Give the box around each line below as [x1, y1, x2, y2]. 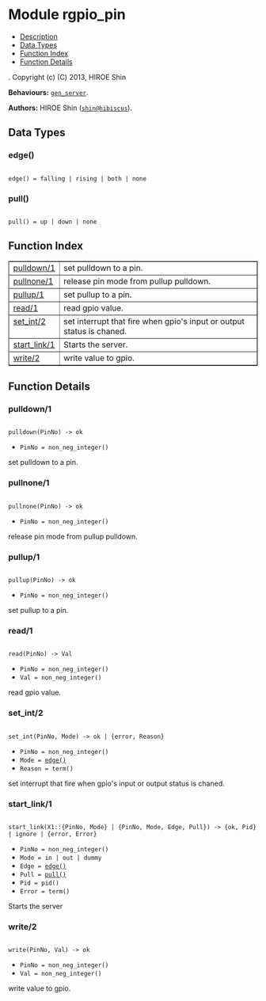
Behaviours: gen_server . [8, 87, 89, 97]
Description [19, 32, 58, 41]
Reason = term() [19, 764, 74, 773]
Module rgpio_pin [8, 6, 127, 24]
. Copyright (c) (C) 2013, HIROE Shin [8, 72, 127, 82]
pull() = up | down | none [8, 218, 97, 226]
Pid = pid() [19, 879, 59, 887]
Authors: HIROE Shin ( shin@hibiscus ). [8, 103, 133, 112]
